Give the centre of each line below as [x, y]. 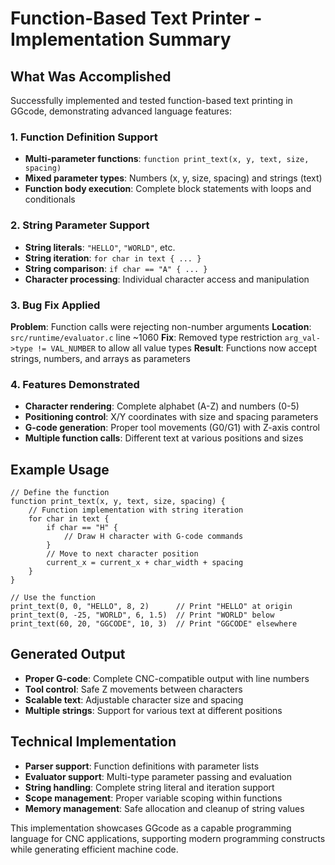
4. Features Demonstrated [75, 384]
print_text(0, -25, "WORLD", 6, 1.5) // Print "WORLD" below [142, 615]
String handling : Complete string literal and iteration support [149, 787]
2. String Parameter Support [80, 225]
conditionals [50, 199]
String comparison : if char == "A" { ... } [116, 268]
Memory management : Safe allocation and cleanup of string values [164, 808]
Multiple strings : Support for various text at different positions [153, 710]
